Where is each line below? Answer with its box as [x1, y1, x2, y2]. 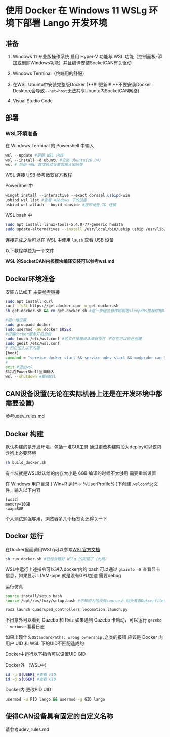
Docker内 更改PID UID [5, 687, 52, 693]
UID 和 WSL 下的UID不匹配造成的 [15, 640, 84, 646]
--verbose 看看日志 [5, 624, 45, 630]
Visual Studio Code [12, 98, 53, 104]
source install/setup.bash [5, 593, 62, 598]
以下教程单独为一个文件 [5, 247, 54, 253]
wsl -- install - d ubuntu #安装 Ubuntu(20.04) [5, 158, 102, 163]
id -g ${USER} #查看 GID [5, 677, 56, 682]
